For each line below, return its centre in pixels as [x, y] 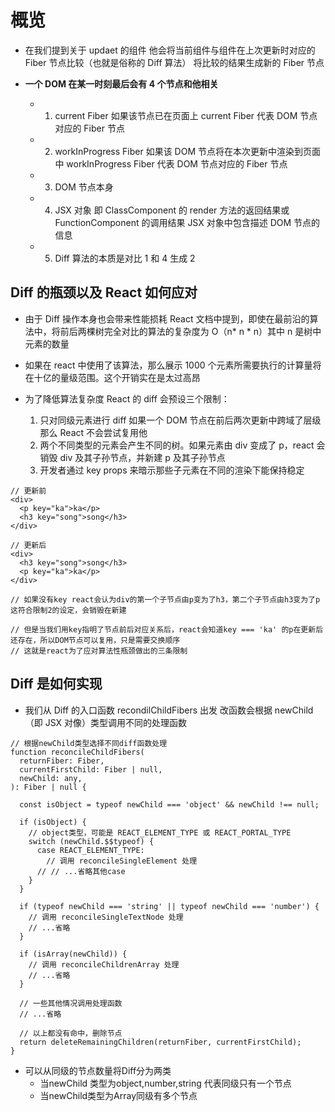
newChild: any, [51, 778]
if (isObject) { [53, 822]
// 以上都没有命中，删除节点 [71, 1033]
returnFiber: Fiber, [62, 761]
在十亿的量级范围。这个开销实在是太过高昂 [112, 377]
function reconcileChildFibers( [77, 752]
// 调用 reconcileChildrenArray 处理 [104, 964]
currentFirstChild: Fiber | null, [91, 769]
